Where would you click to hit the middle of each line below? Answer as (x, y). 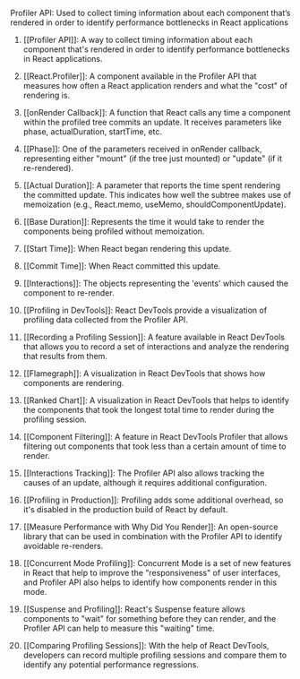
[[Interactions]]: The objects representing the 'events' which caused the (156, 283)
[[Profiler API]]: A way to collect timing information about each (138, 40)
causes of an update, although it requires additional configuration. (145, 482)
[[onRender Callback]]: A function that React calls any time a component (157, 112)
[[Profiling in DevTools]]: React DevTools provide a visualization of (145, 310)
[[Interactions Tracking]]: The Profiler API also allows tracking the (144, 473)
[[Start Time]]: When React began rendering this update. (127, 249)
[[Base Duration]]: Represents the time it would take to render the (144, 222)
